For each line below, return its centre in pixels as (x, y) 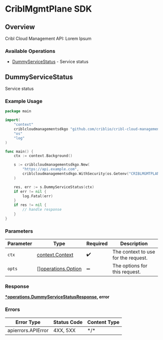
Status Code (68, 322)
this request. (127, 272)
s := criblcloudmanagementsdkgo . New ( (52, 165)
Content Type (103, 322)
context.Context (55, 255)
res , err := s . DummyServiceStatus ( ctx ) (54, 187)
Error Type (28, 322)
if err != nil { (30, 191)
